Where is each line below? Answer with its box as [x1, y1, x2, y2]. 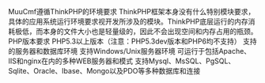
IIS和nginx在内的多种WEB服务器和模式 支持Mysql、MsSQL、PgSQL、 [8, 56, 236, 66]
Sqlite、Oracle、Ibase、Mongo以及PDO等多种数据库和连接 [8, 66, 201, 75]
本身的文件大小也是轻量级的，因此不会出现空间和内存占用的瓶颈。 [42, 27, 258, 36]
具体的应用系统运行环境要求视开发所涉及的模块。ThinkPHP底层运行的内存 [8, 17, 248, 26]
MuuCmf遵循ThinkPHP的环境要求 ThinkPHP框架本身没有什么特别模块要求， [8, 7, 256, 16]
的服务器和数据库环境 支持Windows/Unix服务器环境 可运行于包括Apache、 [8, 47, 252, 55]
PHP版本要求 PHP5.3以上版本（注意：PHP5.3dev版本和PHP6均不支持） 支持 [8, 36, 257, 46]
